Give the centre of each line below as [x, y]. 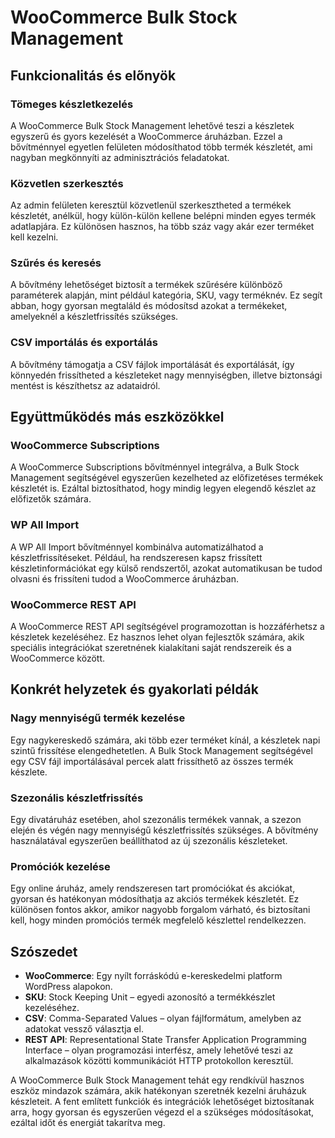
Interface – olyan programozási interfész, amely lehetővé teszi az [159, 1050]
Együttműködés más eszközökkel [117, 417]
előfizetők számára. [51, 499]
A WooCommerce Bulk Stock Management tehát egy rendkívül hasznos [157, 1080]
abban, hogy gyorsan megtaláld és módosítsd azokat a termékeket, [149, 306]
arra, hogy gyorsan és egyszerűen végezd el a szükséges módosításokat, [162, 1112]
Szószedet [44, 951]
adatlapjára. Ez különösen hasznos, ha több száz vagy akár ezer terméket [162, 227]
